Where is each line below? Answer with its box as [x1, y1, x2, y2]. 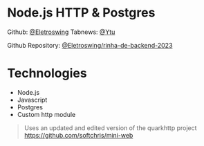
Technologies [7, 66, 88, 81]
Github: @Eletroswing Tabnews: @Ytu [7, 28, 115, 36]
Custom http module [17, 110, 76, 118]
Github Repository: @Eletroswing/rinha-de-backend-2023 [7, 41, 173, 49]
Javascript [17, 95, 48, 104]
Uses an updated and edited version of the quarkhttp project [24, 123, 197, 132]
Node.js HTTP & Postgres [7, 5, 156, 21]
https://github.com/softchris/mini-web [24, 131, 133, 139]
